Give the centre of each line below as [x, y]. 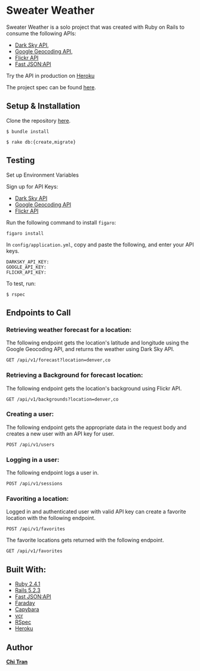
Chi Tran [17, 662]
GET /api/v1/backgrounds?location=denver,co [62, 399]
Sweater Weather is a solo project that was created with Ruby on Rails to [96, 27]
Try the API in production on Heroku [50, 75]
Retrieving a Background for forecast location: [75, 375]
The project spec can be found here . [51, 87]
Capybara [27, 609]
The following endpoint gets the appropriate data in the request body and [96, 427]
